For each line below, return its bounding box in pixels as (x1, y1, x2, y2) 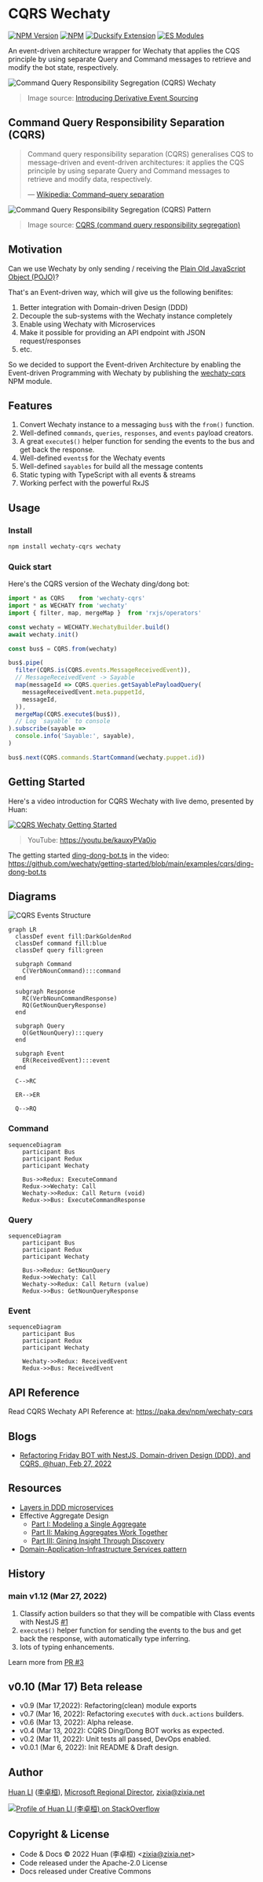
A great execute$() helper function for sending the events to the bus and (19, 437, 255, 446)
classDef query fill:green (15, 947, 104, 954)
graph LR (8, 926, 37, 934)
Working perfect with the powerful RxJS (19, 478, 149, 488)
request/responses (19, 336, 81, 345)
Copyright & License (8, 1827, 110, 1841)
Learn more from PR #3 (8, 1657, 84, 1666)
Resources (8, 1482, 62, 1495)
